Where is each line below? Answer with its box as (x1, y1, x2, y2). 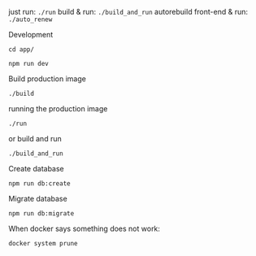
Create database (8, 164, 65, 173)
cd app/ (8, 46, 35, 54)
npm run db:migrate (8, 210, 75, 218)
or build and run (8, 134, 63, 143)
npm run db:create (8, 180, 71, 188)
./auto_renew (8, 15, 53, 24)
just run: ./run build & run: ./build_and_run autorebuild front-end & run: (8, 7, 249, 16)
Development (8, 30, 54, 39)
